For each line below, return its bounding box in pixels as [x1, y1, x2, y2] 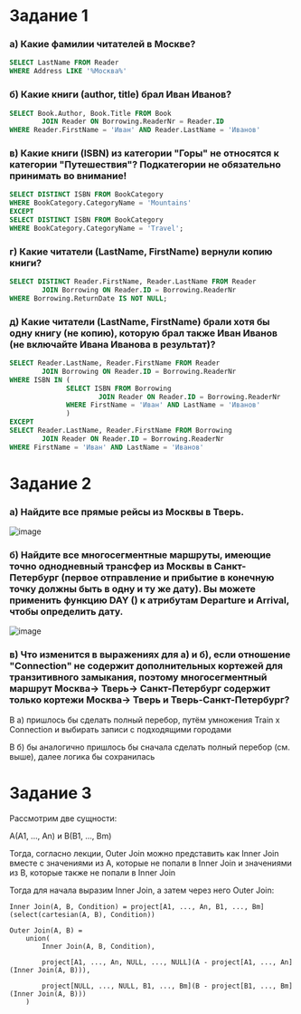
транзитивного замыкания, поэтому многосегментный [9, 671, 268, 684]
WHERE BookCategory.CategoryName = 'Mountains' [9, 198, 193, 208]
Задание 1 [9, 5, 89, 26]
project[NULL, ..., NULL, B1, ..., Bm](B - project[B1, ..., [42, 981, 277, 990]
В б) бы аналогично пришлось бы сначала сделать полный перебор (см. [9, 741, 291, 752]
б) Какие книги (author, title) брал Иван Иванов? [9, 88, 232, 100]
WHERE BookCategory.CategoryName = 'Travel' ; [9, 224, 183, 233]
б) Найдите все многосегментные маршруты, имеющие [9, 549, 271, 561]
